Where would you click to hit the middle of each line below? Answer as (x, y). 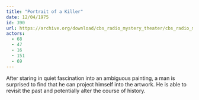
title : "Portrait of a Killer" (45, 12)
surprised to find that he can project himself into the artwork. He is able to (96, 84)
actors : (16, 34)
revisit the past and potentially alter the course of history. (76, 91)
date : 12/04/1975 (28, 17)
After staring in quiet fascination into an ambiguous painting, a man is (91, 78)
